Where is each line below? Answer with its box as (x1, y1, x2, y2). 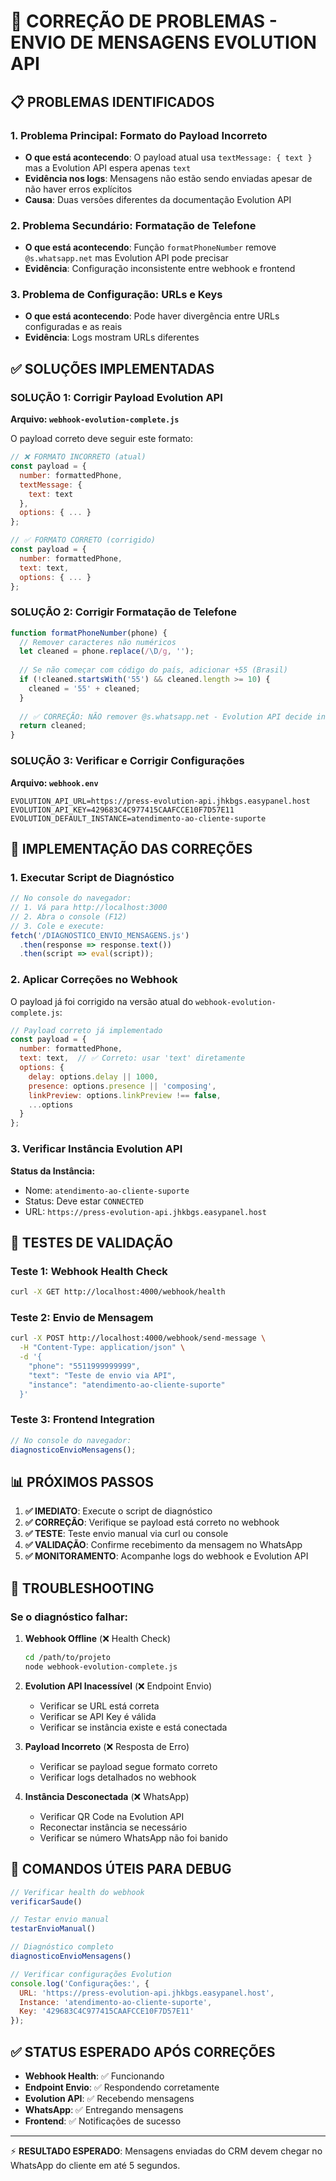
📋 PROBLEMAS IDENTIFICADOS (10, 93, 215, 110)
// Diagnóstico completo (10, 1942, 114, 1952)
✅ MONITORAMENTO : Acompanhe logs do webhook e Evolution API (24, 1550, 309, 1562)
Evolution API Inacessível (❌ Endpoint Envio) (24, 1680, 213, 1692)
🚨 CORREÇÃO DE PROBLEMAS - (10, 10, 278, 33)
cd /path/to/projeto (24, 1653, 111, 1663)
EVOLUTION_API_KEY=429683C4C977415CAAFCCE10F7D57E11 (10, 805, 235, 815)
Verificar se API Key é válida (39, 1710, 157, 1722)
